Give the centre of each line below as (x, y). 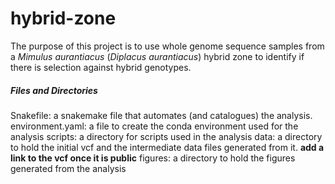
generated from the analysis (68, 168)
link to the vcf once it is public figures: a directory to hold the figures (153, 158)
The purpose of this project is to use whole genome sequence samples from (167, 46)
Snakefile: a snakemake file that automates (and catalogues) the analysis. (161, 115)
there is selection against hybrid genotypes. (101, 67)
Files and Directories (54, 90)
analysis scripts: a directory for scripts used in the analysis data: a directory (166, 136)
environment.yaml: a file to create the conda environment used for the (154, 126)
